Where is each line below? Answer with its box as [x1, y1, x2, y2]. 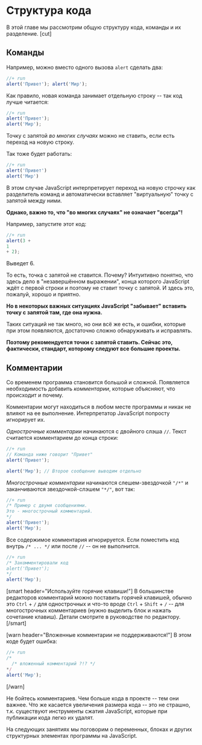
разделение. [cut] [6, 30, 52, 37]
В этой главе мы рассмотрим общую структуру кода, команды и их [6, 24, 181, 31]
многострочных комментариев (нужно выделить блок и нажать [6, 607, 172, 614]
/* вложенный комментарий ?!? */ [11, 660, 96, 666]
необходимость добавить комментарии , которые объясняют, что [6, 385, 175, 393]
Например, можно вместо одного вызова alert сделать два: [6, 63, 163, 71]
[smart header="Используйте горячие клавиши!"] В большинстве [6, 587, 174, 595]
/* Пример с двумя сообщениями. [6, 503, 87, 509]
